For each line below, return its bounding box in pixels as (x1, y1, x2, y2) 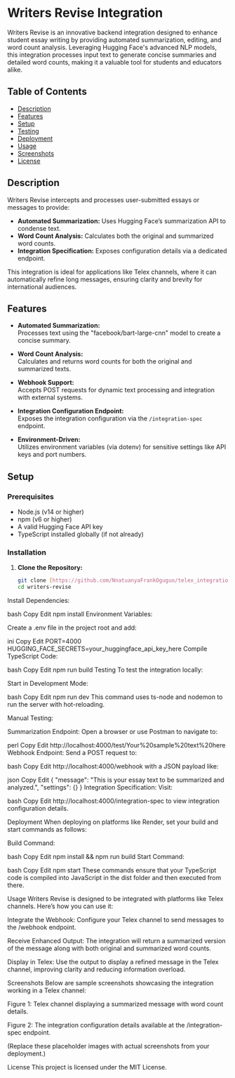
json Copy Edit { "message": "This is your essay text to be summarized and (7, 776, 224, 784)
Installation (7, 547, 47, 557)
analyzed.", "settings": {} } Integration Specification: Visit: (7, 783, 173, 792)
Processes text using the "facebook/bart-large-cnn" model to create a (17, 328, 221, 338)
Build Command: (7, 839, 55, 847)
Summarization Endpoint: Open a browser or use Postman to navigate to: (7, 728, 218, 736)
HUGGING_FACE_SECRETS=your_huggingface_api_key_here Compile (7, 644, 208, 653)
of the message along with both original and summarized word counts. (7, 944, 212, 952)
